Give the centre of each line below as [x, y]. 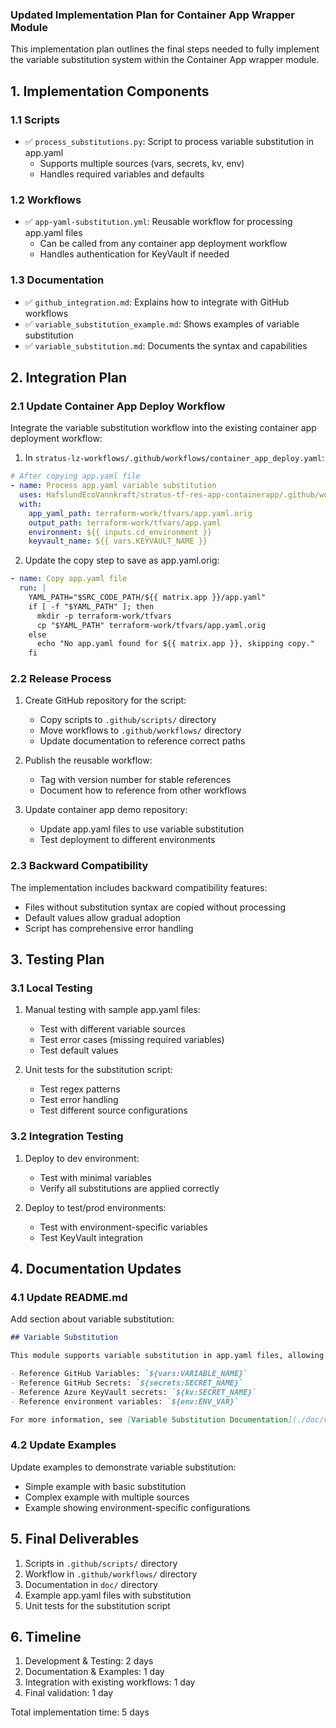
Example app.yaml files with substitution [108, 1595]
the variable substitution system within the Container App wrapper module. [165, 60]
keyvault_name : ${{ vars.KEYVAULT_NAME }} [118, 541]
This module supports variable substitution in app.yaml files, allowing [167, 1356]
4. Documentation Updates [96, 1269]
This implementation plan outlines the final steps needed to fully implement [165, 49]
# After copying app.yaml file [75, 476]
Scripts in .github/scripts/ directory [101, 1563]
